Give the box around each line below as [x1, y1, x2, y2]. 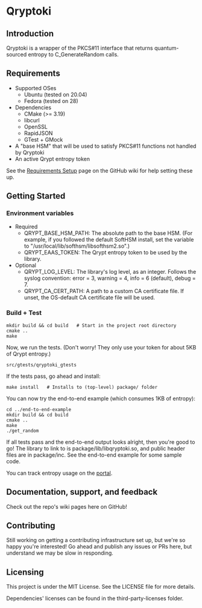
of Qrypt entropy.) [6, 350, 51, 357]
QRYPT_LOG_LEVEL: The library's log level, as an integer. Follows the [24, 268, 197, 275]
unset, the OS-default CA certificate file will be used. [24, 294, 156, 301]
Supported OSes [14, 84, 57, 91]
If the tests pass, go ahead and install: [6, 372, 101, 380]
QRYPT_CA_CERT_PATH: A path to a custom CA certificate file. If [24, 287, 185, 294]
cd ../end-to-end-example [6, 406, 71, 412]
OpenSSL [24, 123, 48, 130]
